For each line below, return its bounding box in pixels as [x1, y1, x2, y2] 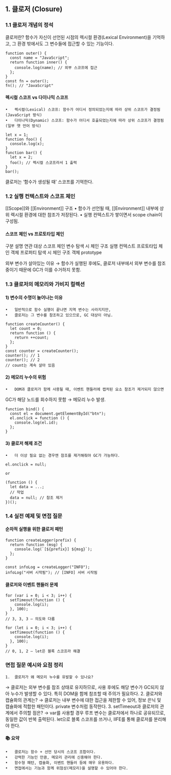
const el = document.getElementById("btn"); [10, 411, 106, 416]
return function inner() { [10, 59, 67, 65]
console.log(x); [10, 141, 44, 146]
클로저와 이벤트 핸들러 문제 [5, 581, 58, 587]
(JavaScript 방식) [5, 112, 42, 118]
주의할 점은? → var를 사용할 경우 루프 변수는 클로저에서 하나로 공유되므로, [18, 710, 165, 716]
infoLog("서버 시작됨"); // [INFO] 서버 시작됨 [5, 570, 98, 575]
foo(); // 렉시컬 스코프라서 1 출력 [10, 160, 77, 165]
